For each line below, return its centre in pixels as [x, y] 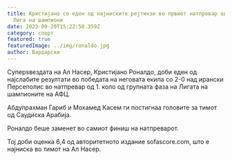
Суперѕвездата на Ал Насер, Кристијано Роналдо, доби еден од [102, 72]
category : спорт [30, 33]
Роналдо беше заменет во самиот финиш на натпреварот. [93, 128]
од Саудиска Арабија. [39, 114]
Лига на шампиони [38, 20]
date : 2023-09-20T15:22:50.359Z [54, 26]
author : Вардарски [33, 53]
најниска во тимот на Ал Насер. [54, 149]
